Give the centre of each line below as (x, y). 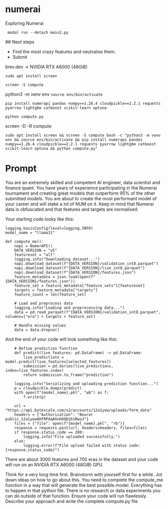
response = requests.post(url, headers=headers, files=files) (81, 428)
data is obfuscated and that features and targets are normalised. (72, 209)
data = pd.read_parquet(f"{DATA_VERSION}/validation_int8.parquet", (88, 312)
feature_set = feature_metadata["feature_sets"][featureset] (79, 286)
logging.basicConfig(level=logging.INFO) (49, 228)
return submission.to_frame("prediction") (68, 375)
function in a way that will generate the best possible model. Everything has (84, 485)
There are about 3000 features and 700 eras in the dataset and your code (82, 459)
